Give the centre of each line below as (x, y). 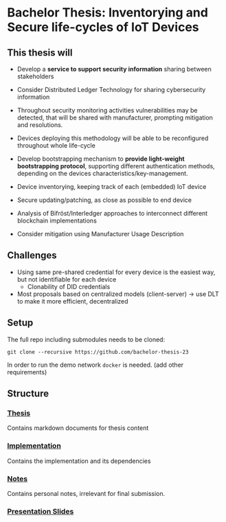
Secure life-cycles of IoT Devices (103, 27)
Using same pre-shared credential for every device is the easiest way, (116, 272)
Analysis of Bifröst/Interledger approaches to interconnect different (112, 213)
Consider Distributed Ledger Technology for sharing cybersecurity (111, 90)
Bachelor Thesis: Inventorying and (108, 13)
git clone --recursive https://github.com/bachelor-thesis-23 (98, 352)
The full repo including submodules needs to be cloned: (86, 339)
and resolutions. (40, 125)
